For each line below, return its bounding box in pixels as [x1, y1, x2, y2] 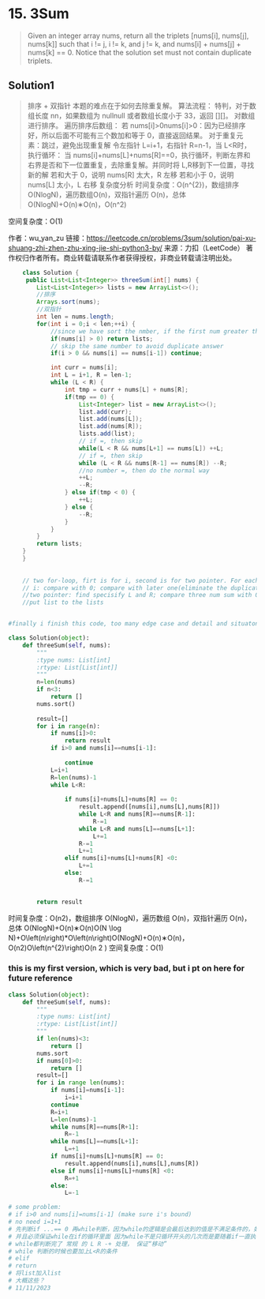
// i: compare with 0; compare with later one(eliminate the [22, 584, 227, 592]
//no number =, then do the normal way [78, 467, 211, 475]
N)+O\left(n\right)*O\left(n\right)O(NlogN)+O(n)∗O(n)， [8, 933, 189, 942]
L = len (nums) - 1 [50, 1115, 97, 1124]
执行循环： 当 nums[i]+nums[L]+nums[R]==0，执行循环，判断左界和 [27, 150, 251, 160]
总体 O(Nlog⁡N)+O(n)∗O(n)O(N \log [8, 923, 122, 933]
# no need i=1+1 [8, 1218, 62, 1226]
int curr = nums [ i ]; [50, 364, 118, 372]
